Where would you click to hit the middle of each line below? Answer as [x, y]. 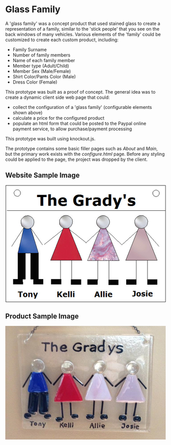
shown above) [27, 113]
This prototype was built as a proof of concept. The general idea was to [80, 92]
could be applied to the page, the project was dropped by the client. [77, 159]
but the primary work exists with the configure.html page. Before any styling [85, 154]
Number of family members [41, 55]
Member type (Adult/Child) [41, 66]
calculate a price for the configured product [59, 118]
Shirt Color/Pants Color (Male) [44, 76]
